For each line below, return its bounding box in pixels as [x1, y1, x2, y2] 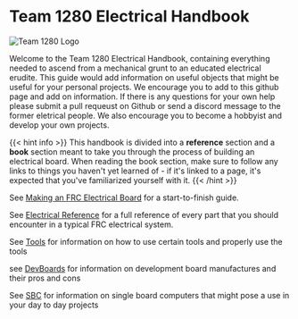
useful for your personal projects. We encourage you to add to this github [9, 81, 279, 92]
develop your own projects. [9, 119, 110, 130]
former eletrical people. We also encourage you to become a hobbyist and [9, 110, 283, 121]
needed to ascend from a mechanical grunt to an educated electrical [9, 63, 261, 73]
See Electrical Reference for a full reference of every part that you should [9, 209, 279, 220]
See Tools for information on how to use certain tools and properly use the [9, 236, 283, 247]
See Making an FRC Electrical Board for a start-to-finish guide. [9, 192, 239, 203]
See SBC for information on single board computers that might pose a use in [9, 290, 290, 300]
